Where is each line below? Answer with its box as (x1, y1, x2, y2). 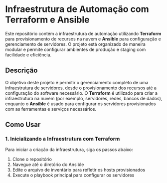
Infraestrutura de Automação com (5, 3, 150, 15)
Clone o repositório (12, 156, 52, 163)
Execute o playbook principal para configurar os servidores (12, 172, 135, 178)
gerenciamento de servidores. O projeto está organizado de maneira (5, 41, 146, 47)
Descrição (5, 66, 38, 75)
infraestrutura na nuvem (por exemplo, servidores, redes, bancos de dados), (5, 95, 163, 101)
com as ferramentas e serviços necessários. (5, 106, 96, 112)
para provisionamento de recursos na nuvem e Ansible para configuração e (5, 36, 161, 42)
